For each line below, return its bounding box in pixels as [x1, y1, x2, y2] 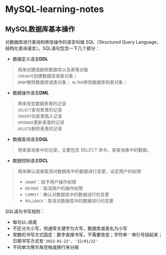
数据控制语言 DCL [12, 158, 49, 164]
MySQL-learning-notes [5, 4, 104, 15]
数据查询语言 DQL [12, 137, 49, 142]
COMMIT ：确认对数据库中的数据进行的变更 [25, 192, 110, 197]
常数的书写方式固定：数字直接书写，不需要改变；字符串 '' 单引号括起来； [12, 232, 163, 237]
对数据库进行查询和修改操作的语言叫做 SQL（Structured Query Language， [5, 39, 161, 45]
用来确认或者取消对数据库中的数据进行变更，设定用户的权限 [17, 168, 141, 174]
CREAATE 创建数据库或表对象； [17, 73, 78, 79]
